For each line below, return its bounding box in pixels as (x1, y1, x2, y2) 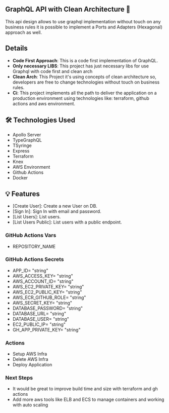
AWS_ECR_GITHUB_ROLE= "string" (12, 294, 86, 301)
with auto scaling (12, 402, 48, 408)
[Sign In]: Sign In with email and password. (12, 208, 102, 214)
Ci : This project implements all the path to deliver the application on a (12, 90, 157, 96)
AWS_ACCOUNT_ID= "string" (12, 278, 74, 284)
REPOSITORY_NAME (12, 243, 56, 249)
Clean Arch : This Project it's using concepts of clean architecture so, (12, 73, 156, 80)
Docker (12, 175, 28, 181)
